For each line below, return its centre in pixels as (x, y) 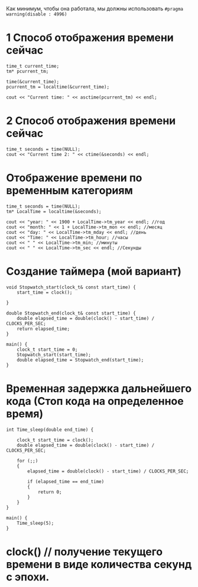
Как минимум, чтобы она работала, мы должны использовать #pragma (95, 9)
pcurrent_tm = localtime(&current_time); (58, 87)
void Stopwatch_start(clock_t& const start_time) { (71, 287)
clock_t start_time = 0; (47, 350)
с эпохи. (28, 577)
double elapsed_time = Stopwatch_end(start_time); (80, 360)
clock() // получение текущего (85, 552)
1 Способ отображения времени (90, 38)
